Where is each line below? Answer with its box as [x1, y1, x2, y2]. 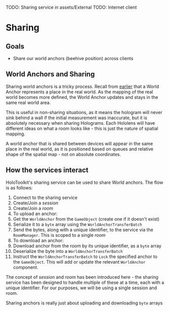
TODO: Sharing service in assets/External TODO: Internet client [6, 5, 137, 10]
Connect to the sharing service [13, 194, 78, 200]
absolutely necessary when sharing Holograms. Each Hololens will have [6, 120, 155, 126]
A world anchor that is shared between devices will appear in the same [6, 140, 153, 146]
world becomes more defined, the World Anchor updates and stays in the [6, 94, 158, 100]
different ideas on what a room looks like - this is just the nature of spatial [6, 125, 158, 131]
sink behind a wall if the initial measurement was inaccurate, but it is [6, 115, 148, 121]
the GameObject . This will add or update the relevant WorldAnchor [13, 258, 146, 265]
